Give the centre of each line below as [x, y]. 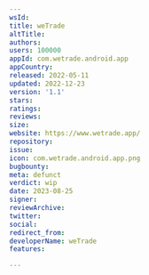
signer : [24, 200]
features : [27, 249]
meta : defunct [35, 174]
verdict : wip [33, 183]
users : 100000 [35, 51]
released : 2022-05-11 [49, 76]
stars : [21, 100]
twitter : [25, 216]
